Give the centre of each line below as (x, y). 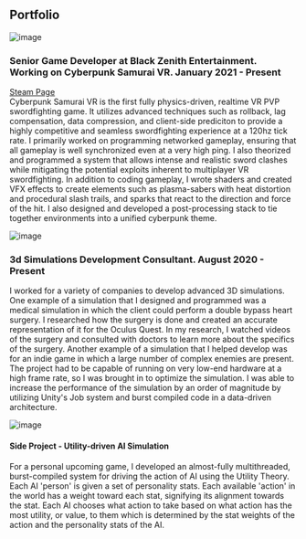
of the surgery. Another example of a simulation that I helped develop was (148, 349)
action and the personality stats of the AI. (87, 524)
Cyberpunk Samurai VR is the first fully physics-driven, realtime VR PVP (145, 102)
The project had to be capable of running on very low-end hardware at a (146, 368)
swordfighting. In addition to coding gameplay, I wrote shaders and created (151, 180)
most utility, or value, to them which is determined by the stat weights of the (152, 514)
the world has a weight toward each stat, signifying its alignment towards (147, 495)
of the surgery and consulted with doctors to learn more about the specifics (152, 339)
